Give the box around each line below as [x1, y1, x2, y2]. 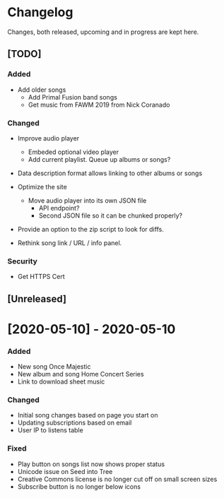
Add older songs [17, 85, 66, 94]
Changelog [7, 4, 73, 20]
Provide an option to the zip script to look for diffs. [17, 225, 164, 233]
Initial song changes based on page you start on [17, 411, 158, 420]
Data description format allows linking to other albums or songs [17, 169, 203, 177]
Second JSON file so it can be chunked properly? [38, 211, 183, 220]
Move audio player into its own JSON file [28, 196, 147, 205]
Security [7, 256, 37, 266]
